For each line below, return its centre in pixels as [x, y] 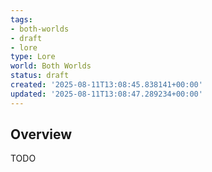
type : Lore [33, 57]
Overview [41, 134]
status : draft [40, 76]
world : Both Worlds [51, 66]
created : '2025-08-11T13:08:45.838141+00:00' [106, 85]
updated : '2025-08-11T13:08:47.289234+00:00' [106, 94]
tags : [21, 19]
